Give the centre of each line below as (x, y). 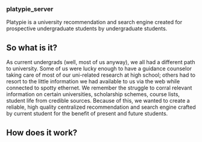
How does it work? (42, 133)
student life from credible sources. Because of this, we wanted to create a (98, 101)
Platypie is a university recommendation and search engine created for (94, 22)
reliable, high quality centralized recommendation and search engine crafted (101, 107)
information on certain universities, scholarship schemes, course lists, (93, 94)
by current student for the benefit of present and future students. (87, 114)
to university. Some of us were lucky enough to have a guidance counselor (99, 69)
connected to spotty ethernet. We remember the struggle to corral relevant (99, 88)
